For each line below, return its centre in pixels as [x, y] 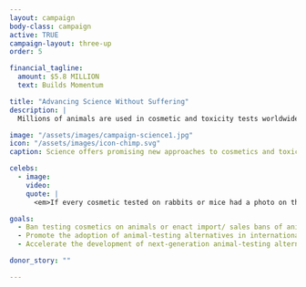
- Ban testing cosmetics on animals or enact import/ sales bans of [150, 227]
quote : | [42, 194]
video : [38, 185]
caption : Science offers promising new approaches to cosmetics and [142, 152]
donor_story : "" [40, 261]
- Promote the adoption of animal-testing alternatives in [132, 236]
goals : [22, 219]
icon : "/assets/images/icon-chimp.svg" [85, 143]
